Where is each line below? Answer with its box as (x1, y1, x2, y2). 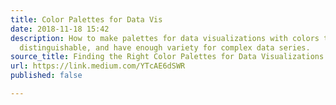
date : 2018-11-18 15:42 (10, 24, 110, 34)
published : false (10, 71, 83, 81)
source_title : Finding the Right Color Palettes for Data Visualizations (10, 52, 325, 62)
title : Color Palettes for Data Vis (10, 14, 163, 25)
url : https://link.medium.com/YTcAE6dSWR (10, 61, 186, 71)
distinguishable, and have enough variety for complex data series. (19, 42, 311, 53)
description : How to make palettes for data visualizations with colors (10, 33, 320, 43)
